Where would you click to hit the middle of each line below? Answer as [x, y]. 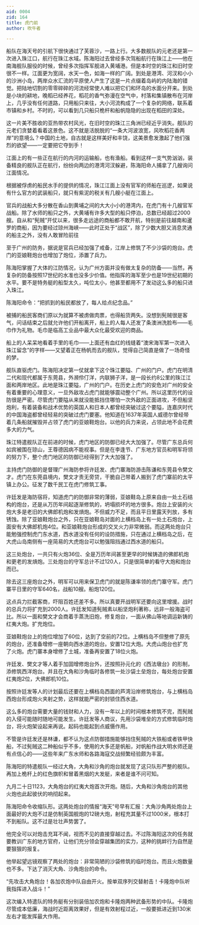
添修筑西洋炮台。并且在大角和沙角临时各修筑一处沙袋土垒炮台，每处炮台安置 [99, 671]
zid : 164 [17, 17]
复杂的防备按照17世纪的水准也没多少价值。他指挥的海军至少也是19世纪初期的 [99, 275]
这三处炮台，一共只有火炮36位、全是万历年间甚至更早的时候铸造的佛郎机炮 [98, 554]
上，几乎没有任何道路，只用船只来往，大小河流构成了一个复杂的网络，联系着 [99, 103]
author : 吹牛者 [23, 28]
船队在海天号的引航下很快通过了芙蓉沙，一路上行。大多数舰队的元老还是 [94, 51]
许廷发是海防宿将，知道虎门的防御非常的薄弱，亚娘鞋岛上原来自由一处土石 [97, 497]
